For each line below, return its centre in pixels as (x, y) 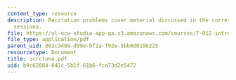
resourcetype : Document (42, 53)
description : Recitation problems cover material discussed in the (108, 20)
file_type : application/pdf (48, 40)
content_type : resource (42, 14)
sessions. (28, 26)
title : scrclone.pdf (38, 59)
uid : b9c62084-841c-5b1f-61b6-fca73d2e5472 (72, 65)
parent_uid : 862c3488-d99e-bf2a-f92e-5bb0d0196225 (83, 46)
